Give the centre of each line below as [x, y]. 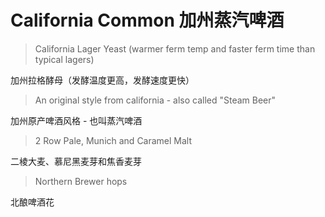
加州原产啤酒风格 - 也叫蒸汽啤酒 [76, 120]
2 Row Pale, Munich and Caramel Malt [113, 140]
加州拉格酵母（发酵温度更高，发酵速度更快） [102, 80]
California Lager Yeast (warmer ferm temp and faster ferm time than [175, 48]
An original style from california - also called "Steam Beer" [155, 100]
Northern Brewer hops [81, 181]
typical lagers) [64, 59]
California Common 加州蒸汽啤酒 [147, 20]
